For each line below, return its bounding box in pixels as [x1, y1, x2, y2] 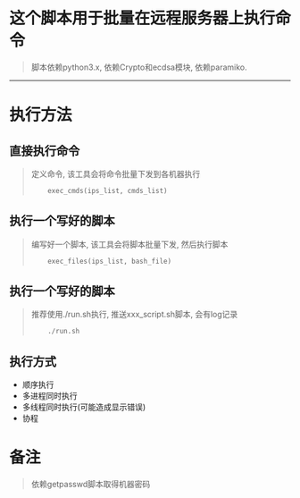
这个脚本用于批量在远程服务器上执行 [9, 8, 276, 29]
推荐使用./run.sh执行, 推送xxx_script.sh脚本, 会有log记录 [30, 309, 238, 320]
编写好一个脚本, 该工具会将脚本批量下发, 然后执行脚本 [30, 239, 229, 249]
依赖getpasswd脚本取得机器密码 [30, 478, 151, 489]
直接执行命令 [9, 143, 80, 158]
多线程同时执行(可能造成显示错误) [21, 401, 146, 412]
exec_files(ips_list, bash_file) [47, 257, 172, 266]
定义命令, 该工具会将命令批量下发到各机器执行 [30, 168, 201, 179]
